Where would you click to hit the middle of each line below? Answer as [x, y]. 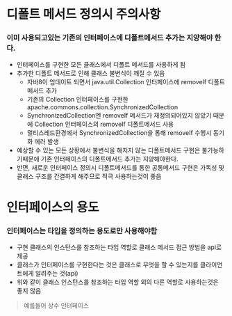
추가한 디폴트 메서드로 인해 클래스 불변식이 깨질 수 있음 [91, 73]
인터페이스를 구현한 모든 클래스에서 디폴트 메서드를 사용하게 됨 [101, 65]
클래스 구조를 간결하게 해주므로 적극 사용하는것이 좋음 [89, 176]
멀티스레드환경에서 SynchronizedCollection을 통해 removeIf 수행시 [119, 133]
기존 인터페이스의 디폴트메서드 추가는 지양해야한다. [109, 159]
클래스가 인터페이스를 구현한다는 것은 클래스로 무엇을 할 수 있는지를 [107, 264]
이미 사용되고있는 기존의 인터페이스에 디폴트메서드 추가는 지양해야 [110, 38]
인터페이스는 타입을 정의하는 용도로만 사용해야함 [82, 230]
